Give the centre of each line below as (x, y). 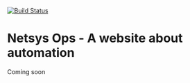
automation (41, 53)
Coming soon (26, 71)
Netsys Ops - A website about (95, 38)
